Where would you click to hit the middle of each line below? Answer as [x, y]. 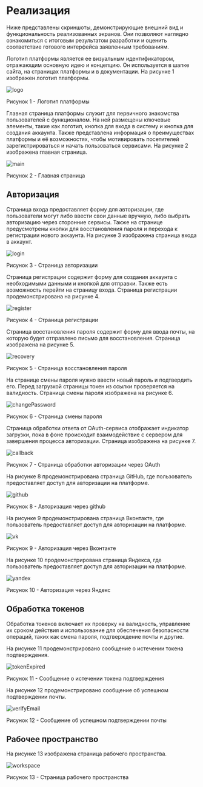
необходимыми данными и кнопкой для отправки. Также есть [87, 283]
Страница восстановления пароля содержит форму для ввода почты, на [101, 331]
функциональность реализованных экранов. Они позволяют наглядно [98, 33]
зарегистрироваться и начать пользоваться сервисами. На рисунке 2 [98, 145]
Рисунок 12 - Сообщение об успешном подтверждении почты [86, 720]
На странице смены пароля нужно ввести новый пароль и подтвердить [99, 380]
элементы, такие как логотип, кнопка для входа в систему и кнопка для [100, 126]
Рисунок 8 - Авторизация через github [56, 506]
